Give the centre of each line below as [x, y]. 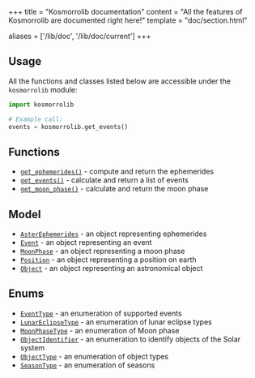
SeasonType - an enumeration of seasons [87, 365]
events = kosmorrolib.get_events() [68, 127]
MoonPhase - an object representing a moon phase [102, 251]
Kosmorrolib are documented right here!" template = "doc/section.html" [128, 20]
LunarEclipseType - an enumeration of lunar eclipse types [116, 322]
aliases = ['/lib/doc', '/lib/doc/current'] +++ [80, 36]
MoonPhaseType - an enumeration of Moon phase [100, 330]
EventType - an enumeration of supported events [101, 313]
